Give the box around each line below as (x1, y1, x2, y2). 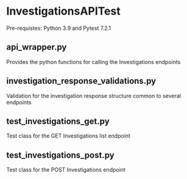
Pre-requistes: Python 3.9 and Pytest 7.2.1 (6, 24, 111, 32)
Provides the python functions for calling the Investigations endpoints (6, 58, 181, 65)
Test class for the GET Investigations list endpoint (6, 132, 131, 139)
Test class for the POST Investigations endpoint (6, 166, 126, 174)
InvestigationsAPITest (6, 4, 121, 18)
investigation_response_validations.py (6, 76, 157, 86)
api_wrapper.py (6, 42, 67, 52)
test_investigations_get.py (6, 116, 110, 126)
